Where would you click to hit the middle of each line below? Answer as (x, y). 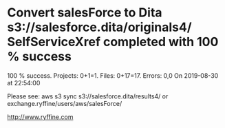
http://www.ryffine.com (40, 117)
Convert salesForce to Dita (85, 13)
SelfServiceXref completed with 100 (113, 42)
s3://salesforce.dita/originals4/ (99, 27)
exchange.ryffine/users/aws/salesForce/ (65, 103)
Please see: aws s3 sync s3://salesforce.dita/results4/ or (88, 96)
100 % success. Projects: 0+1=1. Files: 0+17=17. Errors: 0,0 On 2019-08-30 (113, 75)
